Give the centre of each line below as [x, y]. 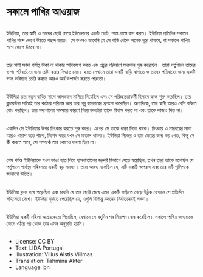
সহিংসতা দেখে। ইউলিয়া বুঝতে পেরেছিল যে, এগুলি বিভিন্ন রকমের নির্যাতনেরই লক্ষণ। [78, 198]
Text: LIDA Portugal [39, 248]
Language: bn [33, 267]
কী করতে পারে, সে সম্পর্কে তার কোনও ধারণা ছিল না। [52, 142]
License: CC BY [35, 242]
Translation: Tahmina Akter [49, 261]
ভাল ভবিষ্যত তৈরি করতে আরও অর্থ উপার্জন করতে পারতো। [56, 79]
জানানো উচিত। [20, 174]
